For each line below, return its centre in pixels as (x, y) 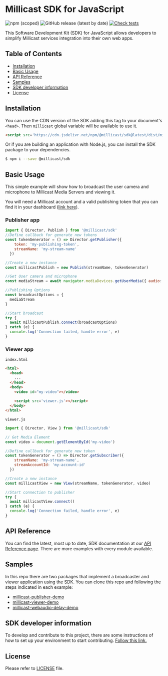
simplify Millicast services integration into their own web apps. (69, 38)
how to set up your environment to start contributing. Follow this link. (76, 640)
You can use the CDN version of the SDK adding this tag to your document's (84, 120)
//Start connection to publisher (40, 492)
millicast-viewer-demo (35, 602)
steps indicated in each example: (39, 587)
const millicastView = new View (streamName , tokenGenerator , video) (78, 483)
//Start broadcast (24, 313)
